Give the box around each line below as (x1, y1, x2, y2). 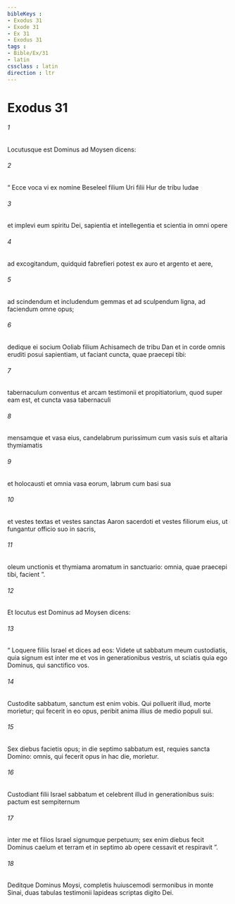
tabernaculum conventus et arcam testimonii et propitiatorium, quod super (7, 389, 223, 397)
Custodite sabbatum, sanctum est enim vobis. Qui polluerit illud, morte (7, 699, 211, 707)
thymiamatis (7, 441, 43, 450)
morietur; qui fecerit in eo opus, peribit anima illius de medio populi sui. (7, 707, 213, 715)
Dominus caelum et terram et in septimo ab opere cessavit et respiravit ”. (7, 843, 218, 852)
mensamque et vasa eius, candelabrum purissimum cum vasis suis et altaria (7, 434, 228, 442)
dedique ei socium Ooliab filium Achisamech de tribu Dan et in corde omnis (7, 343, 226, 351)
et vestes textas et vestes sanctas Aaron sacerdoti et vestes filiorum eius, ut (7, 517, 228, 525)
